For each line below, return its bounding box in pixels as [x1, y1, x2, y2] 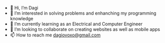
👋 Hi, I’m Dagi [10, 5, 38, 11]
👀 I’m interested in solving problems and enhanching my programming [10, 10, 157, 16]
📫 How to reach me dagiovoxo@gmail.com [10, 32, 101, 38]
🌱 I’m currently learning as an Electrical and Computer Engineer [10, 21, 143, 27]
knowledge [10, 16, 34, 21]
